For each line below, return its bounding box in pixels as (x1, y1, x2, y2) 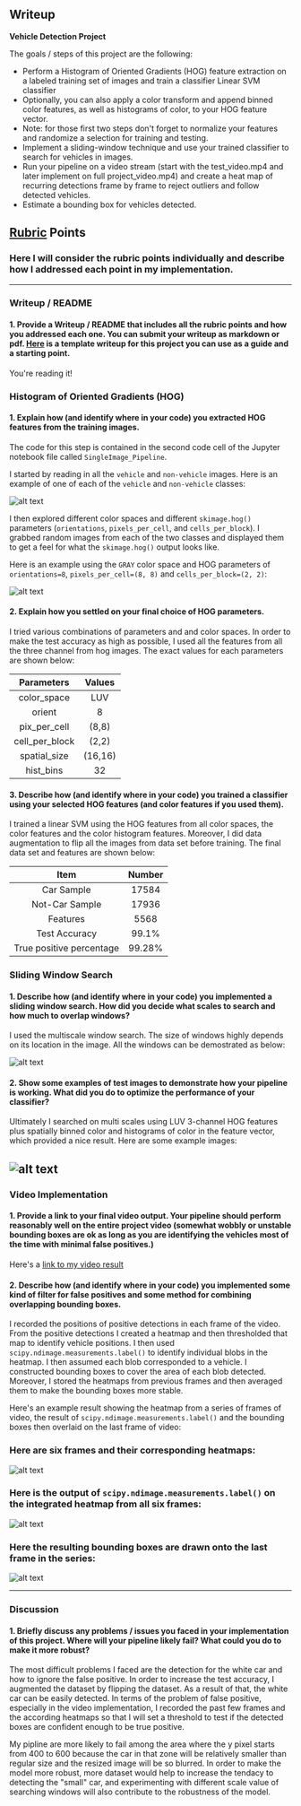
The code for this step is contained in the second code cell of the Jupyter (9, 441, 280, 452)
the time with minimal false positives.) (9, 1239, 154, 1250)
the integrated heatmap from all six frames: (9, 1498, 202, 1510)
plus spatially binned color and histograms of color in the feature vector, (9, 1125, 275, 1137)
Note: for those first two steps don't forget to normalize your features (21, 123, 279, 134)
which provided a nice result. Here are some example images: (9, 1135, 237, 1146)
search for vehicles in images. (21, 152, 133, 162)
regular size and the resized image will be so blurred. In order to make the (9, 1758, 282, 1769)
